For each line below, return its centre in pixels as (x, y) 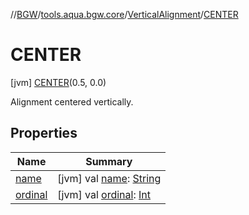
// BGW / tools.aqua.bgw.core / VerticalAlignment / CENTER (124, 14)
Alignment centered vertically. (72, 101)
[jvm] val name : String (109, 178)
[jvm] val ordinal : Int (104, 194)
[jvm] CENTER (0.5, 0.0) (58, 82)
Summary (109, 161)
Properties (44, 133)
